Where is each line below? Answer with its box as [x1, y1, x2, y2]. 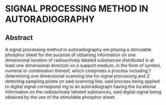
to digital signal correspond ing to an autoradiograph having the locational [5, 84, 156, 90]
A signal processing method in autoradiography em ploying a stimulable [5, 47, 152, 52]
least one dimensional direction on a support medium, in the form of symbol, [5, 63, 161, 68]
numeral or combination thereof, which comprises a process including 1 [5, 68, 151, 74]
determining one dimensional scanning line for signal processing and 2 [5, 73, 150, 79]
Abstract [5, 33, 33, 42]
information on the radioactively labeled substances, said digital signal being [5, 89, 162, 95]
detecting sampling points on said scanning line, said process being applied [5, 78, 160, 84]
